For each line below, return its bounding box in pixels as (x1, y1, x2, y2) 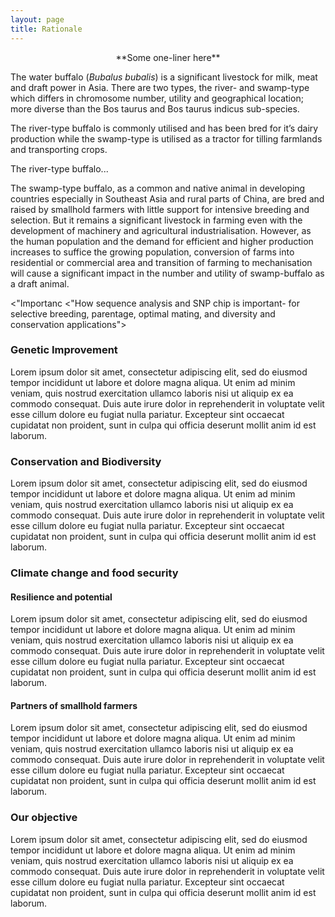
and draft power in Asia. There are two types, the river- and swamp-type (10, 81, 310, 93)
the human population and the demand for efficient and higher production (10, 235, 314, 247)
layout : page (10, 14, 65, 25)
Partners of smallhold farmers (10, 699, 138, 711)
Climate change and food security (10, 566, 179, 580)
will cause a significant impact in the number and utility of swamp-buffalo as (10, 267, 325, 279)
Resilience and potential (10, 591, 113, 603)
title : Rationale (10, 24, 83, 34)
